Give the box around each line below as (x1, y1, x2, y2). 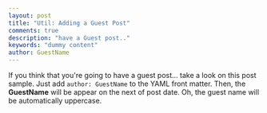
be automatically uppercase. (8, 96, 102, 105)
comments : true (8, 26, 59, 34)
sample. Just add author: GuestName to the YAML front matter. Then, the (8, 79, 246, 88)
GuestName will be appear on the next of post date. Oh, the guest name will (8, 88, 260, 96)
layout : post (8, 11, 52, 20)
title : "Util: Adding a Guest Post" (8, 19, 130, 27)
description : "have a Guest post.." (8, 33, 130, 42)
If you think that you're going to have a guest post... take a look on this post (8, 71, 257, 80)
